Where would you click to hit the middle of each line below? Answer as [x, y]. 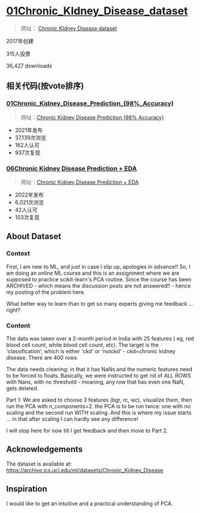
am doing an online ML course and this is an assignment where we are [93, 273]
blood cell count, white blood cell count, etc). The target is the [83, 345]
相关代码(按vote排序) [45, 86]
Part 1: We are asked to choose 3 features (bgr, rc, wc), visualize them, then [99, 400]
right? [13, 310]
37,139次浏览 [30, 137]
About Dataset [34, 237]
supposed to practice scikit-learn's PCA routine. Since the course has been [99, 279]
